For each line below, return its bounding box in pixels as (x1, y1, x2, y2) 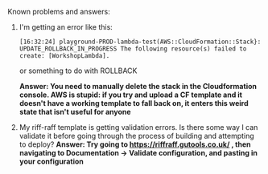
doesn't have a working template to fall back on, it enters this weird (19, 99, 249, 107)
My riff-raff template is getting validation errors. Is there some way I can (19, 123, 258, 132)
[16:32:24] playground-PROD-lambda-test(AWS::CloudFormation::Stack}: (19, 38, 262, 46)
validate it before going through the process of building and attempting (19, 132, 254, 140)
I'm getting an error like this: (19, 22, 113, 31)
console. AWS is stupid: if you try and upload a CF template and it (19, 90, 243, 99)
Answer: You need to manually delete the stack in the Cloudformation (19, 82, 257, 91)
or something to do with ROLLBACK (19, 66, 138, 75)
